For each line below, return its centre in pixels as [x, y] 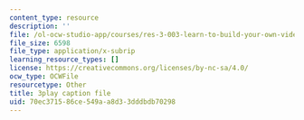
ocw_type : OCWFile [44, 77]
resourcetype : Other [48, 85]
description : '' [40, 26]
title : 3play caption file [60, 93]
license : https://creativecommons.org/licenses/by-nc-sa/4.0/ [129, 69]
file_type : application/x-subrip [72, 51]
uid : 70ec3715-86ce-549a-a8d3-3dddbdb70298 [93, 102]
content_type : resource [54, 18]
